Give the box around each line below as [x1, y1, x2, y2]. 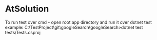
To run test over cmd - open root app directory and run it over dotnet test [5, 19, 152, 25]
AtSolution [5, 3, 49, 14]
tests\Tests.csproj [5, 29, 40, 35]
